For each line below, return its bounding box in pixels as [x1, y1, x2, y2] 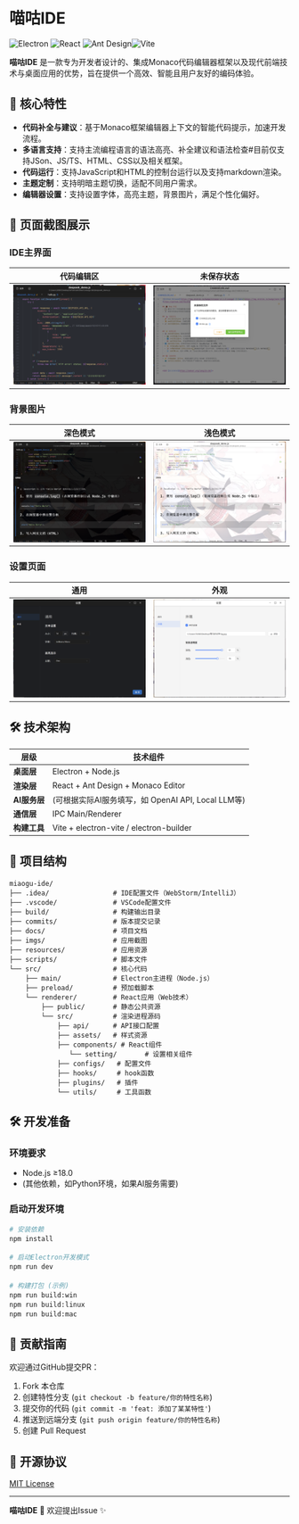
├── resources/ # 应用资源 [9, 945, 149, 955]
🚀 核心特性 [9, 96, 67, 112]
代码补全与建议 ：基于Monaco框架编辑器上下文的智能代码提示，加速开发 [21, 121, 287, 132]
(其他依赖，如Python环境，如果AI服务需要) [21, 1179, 179, 1189]
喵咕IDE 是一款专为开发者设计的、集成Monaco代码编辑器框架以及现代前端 [9, 56, 280, 67]
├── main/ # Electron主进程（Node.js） [25, 973, 214, 982]
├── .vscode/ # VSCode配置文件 [9, 898, 172, 907]
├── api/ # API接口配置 [56, 1021, 160, 1031]
